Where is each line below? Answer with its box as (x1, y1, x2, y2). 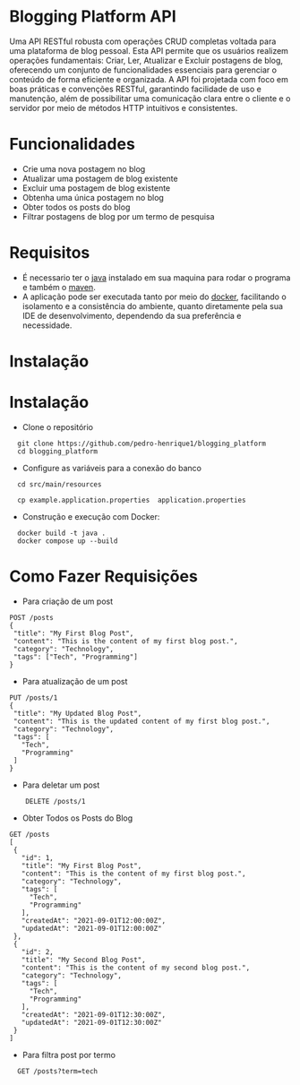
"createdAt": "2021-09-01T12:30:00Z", (21, 1010, 167, 1019)
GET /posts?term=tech (17, 1066, 99, 1076)
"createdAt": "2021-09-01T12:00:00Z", (21, 916, 167, 925)
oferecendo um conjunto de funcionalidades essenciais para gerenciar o (9, 65, 278, 75)
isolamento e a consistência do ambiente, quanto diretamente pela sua (21, 300, 284, 311)
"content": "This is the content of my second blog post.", (21, 963, 251, 972)
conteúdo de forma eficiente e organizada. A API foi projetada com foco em (9, 73, 288, 84)
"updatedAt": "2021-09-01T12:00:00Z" (21, 924, 163, 933)
